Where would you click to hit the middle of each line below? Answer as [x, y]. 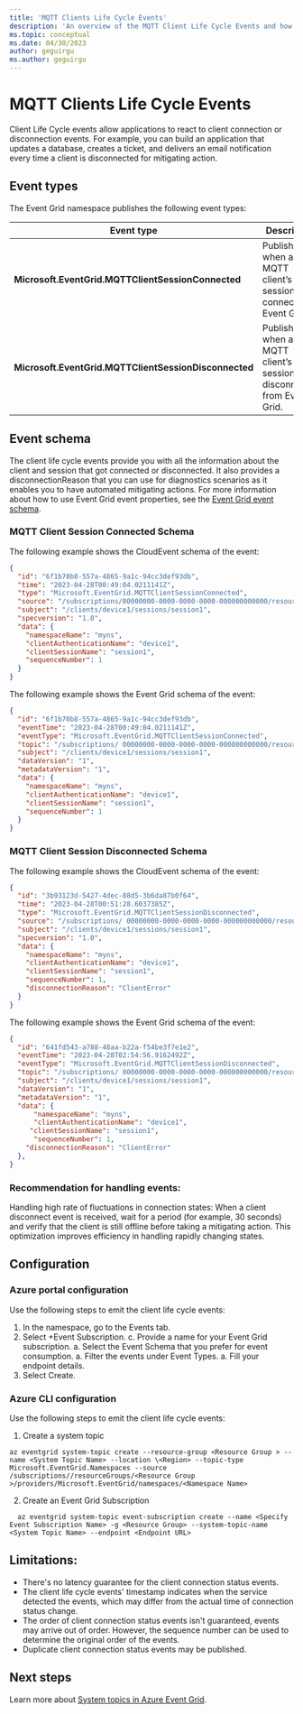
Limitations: [44, 1560]
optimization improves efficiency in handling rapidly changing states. [137, 1236]
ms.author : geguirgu [48, 60]
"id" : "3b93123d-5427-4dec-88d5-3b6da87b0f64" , [109, 896]
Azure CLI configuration [63, 1398]
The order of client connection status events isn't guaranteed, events [151, 1620]
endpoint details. [54, 1365]
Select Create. [49, 1375]
